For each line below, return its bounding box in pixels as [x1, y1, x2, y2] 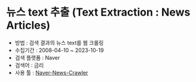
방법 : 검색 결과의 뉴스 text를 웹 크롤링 [14, 39, 104, 46]
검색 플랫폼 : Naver [14, 54, 60, 61]
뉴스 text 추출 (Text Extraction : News [6, 5, 191, 19]
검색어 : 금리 [14, 61, 44, 69]
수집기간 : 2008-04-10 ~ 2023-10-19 [14, 46, 104, 54]
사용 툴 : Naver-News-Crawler [14, 69, 88, 76]
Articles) [6, 19, 51, 32]
